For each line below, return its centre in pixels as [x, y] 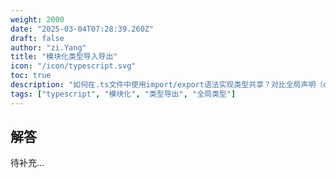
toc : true [31, 76]
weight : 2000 [37, 19]
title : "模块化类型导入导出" [64, 57]
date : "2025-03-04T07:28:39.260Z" [82, 29]
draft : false [37, 38]
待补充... [27, 163]
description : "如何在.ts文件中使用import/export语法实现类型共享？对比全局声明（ [167, 85]
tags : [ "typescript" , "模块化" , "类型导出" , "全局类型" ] [123, 94]
